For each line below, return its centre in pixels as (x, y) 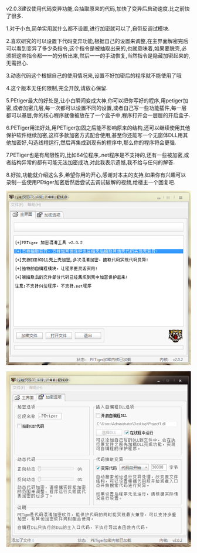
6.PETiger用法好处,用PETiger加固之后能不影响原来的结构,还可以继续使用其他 (98, 128)
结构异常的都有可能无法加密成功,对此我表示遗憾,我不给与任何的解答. (93, 162)
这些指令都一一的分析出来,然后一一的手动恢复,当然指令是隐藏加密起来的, (103, 56)
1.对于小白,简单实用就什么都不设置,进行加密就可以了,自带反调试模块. (88, 29)
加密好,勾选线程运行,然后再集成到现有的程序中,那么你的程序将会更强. (94, 142)
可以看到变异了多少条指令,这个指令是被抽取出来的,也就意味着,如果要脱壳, (94, 48)
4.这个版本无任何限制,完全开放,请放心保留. (57, 88)
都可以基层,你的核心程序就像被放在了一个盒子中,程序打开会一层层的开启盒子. (98, 115)
